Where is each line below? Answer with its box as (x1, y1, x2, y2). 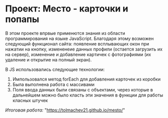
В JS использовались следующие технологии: (5, 66, 105, 72)
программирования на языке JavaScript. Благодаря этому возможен (5, 35, 154, 41)
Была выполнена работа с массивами (12, 81, 95, 87)
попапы (5, 13, 39, 25)
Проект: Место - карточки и (5, 3, 128, 14)
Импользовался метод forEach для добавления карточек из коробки (12, 76, 161, 82)
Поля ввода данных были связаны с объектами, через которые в (12, 86, 153, 92)
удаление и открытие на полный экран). (5, 56, 92, 62)
